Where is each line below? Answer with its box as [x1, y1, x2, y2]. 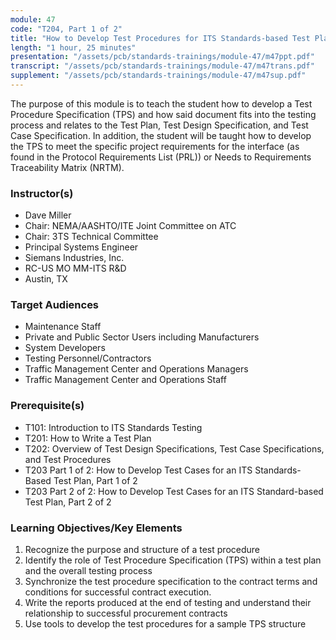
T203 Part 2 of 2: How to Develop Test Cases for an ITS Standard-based [24, 485, 324, 497]
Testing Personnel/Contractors [24, 352, 152, 365]
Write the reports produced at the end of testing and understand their [24, 597, 312, 609]
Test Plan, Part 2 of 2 [24, 496, 112, 508]
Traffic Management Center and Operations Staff [24, 374, 227, 386]
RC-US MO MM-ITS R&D [24, 262, 127, 275]
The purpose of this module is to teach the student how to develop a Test [10, 97, 313, 110]
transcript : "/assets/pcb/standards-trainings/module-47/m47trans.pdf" [10, 61, 315, 71]
